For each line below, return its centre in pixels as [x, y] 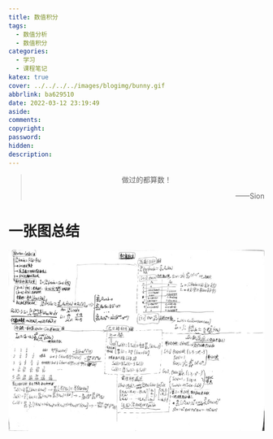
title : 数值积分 [33, 17]
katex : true [28, 77]
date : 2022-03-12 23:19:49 [54, 103]
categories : [28, 52]
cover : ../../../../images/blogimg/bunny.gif [87, 85]
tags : [17, 26]
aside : [19, 111]
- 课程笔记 [32, 69]
